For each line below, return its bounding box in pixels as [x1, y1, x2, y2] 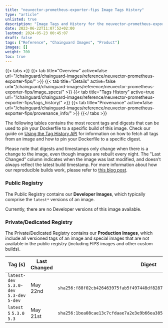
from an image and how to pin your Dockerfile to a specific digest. [5, 136, 141, 142]
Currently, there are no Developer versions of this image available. [5, 206, 141, 212]
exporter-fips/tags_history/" [5, 100, 62, 106]
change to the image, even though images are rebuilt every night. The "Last [5, 151, 161, 157]
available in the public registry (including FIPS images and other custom [5, 240, 153, 246]
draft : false [5, 36, 32, 41]
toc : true [5, 54, 26, 59]
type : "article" [5, 12, 39, 17]
